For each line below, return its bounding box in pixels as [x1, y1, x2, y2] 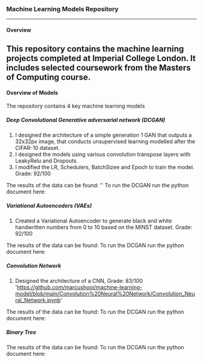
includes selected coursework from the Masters [6, 63, 192, 73]
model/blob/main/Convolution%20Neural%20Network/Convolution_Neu [14, 290, 195, 297]
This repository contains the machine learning [6, 44, 184, 54]
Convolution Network [6, 262, 62, 270]
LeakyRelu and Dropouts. [14, 157, 79, 164]
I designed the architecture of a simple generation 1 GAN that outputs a [14, 132, 192, 139]
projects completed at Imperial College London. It [6, 53, 196, 63]
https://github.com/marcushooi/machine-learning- [17, 283, 143, 291]
